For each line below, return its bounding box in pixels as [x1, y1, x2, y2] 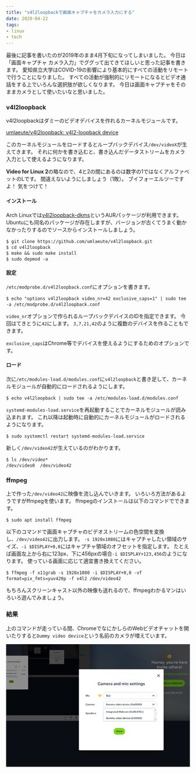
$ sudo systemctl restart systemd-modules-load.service [6, 433, 145, 439]
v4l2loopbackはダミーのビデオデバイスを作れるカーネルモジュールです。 [6, 117, 181, 124]
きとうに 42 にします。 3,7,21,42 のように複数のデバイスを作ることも [21, 320, 184, 327]
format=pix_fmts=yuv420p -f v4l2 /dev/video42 [6, 576, 121, 582]
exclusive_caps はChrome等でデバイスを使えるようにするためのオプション [6, 340, 184, 347]
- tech [6, 34, 22, 40]
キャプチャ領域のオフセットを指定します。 [70, 543, 173, 550]
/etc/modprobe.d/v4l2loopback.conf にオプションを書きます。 [6, 283, 153, 290]
